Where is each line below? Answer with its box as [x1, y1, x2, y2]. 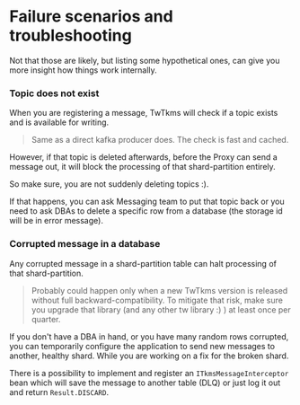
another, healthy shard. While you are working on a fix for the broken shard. [9, 350, 289, 361]
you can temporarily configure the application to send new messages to [9, 340, 276, 351]
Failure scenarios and [9, 6, 173, 27]
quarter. [31, 313, 61, 324]
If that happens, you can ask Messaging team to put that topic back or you [9, 196, 285, 207]
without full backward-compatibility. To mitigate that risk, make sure [31, 295, 283, 305]
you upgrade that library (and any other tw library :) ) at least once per [31, 304, 292, 315]
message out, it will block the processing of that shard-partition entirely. [9, 162, 276, 172]
